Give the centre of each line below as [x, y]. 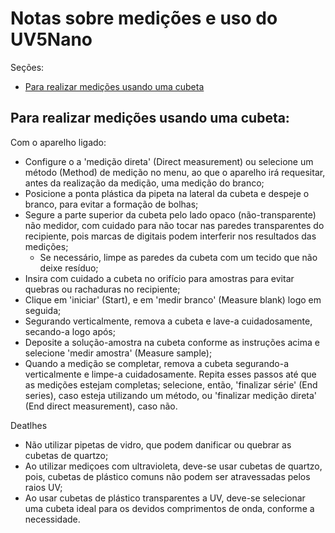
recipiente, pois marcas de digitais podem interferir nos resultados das [170, 236]
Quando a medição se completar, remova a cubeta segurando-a [157, 363]
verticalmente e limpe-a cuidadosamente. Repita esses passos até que [170, 374]
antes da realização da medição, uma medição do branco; [144, 183]
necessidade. [52, 519]
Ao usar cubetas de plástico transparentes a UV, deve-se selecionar [165, 498]
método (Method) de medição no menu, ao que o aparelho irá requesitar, [175, 172]
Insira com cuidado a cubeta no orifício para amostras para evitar [159, 278]
